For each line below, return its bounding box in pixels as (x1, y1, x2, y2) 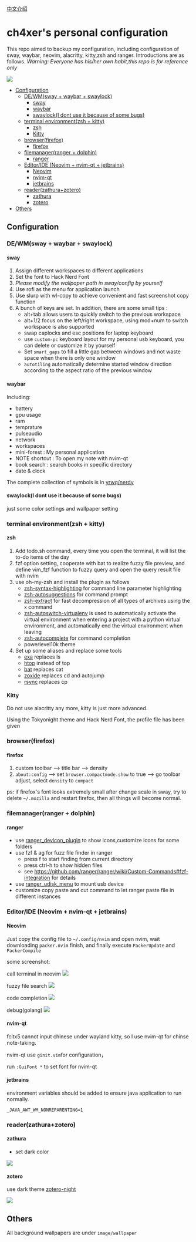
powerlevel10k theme (23, 640, 76, 647)
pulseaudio (15, 430, 43, 437)
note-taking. (6, 1039, 37, 1046)
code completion (6, 994, 48, 1001)
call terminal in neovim (6, 970, 61, 977)
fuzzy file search (6, 982, 48, 989)
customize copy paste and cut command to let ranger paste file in (15, 887, 175, 894)
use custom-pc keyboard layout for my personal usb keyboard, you (23, 336, 184, 343)
